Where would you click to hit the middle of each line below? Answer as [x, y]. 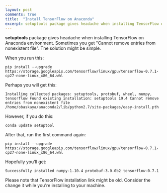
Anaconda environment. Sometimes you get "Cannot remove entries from [80, 43]
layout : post [19, 10]
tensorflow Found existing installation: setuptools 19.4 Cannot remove [82, 98]
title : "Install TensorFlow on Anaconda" [50, 19]
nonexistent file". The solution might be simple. [53, 48]
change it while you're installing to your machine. [55, 186]
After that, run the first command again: [45, 135]
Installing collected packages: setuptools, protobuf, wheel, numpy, [79, 94]
